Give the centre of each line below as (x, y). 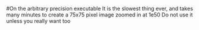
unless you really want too (38, 21)
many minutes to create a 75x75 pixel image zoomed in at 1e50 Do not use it (99, 15)
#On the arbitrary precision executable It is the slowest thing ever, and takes (100, 9)
